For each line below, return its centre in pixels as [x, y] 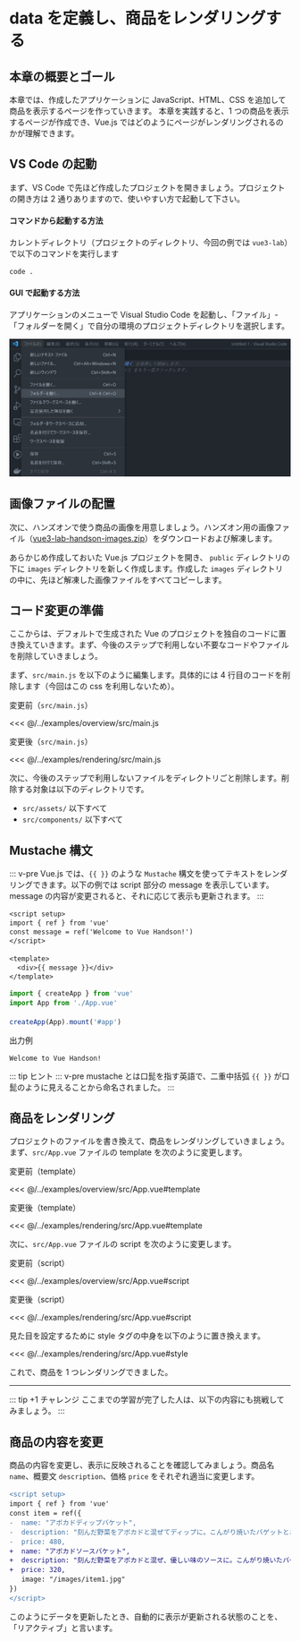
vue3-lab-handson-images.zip [89, 538]
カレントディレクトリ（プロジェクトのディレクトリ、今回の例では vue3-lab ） [149, 243]
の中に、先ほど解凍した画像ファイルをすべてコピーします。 [118, 579]
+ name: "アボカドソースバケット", [70, 1551]
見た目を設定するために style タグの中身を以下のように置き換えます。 [137, 1336]
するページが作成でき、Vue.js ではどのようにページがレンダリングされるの [146, 122]
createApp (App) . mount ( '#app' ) [66, 1021]
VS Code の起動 [53, 164]
